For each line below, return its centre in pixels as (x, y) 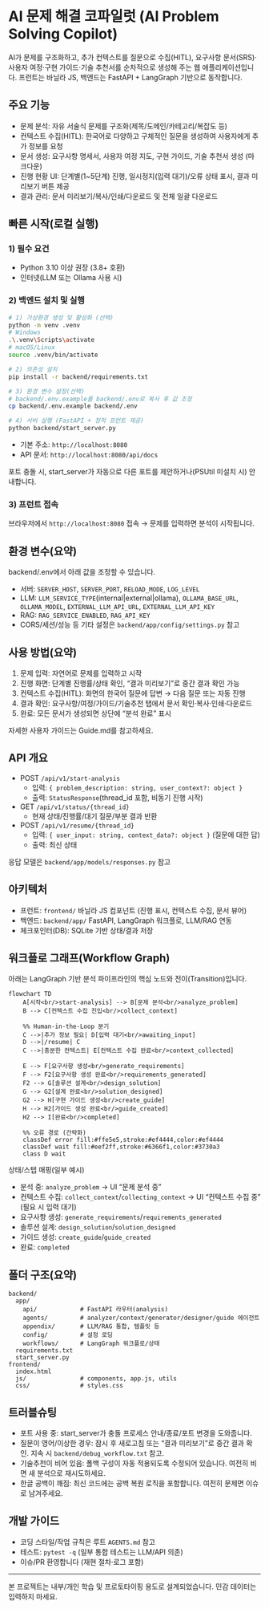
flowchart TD (30, 994)
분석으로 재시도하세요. (72, 1473)
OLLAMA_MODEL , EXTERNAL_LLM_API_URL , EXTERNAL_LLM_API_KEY (117, 607)
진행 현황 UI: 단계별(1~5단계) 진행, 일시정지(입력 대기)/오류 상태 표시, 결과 (135, 176)
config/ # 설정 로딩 (68, 1335)
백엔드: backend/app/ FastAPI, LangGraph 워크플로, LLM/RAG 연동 (126, 920)
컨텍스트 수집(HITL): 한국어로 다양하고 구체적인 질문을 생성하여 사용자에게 (135, 136)
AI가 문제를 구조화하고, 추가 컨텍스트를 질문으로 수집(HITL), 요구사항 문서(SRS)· (133, 57)
